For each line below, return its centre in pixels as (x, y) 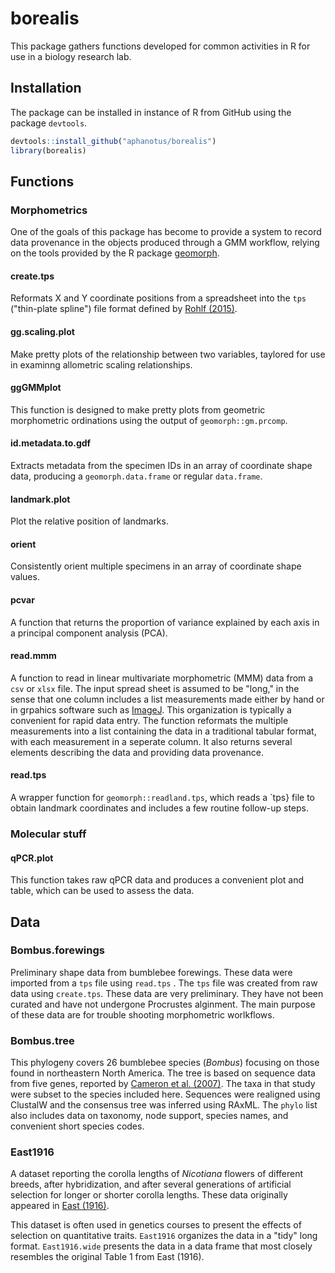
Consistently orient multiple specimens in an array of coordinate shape (156, 566)
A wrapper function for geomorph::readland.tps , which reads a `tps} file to (162, 798)
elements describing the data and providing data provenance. (137, 752)
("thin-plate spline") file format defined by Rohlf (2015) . (124, 309)
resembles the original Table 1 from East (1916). (107, 1257)
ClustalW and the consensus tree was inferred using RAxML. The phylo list (164, 1105)
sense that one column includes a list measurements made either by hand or (167, 699)
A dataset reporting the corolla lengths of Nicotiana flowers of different (157, 1174)
